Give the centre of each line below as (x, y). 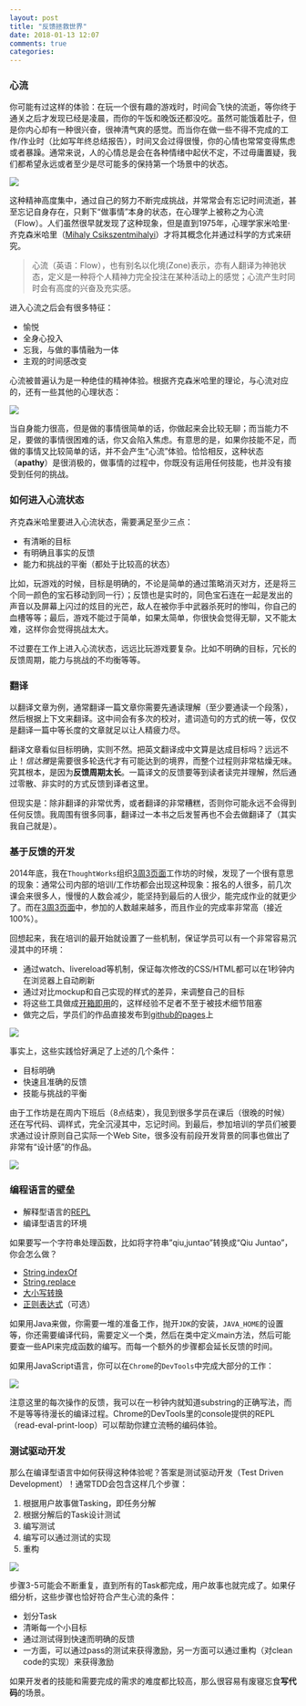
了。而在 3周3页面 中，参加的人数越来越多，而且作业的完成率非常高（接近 (146, 908)
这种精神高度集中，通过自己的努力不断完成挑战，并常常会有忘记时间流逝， (149, 201)
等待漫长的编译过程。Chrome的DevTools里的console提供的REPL (154, 1413)
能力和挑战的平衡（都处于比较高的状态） (98, 564)
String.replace (49, 1282)
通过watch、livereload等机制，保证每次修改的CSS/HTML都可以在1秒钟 (154, 969)
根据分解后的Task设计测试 (71, 1514)
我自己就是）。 (36, 826)
